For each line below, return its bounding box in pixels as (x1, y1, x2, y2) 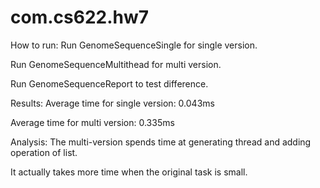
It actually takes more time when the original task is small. (10, 166, 248, 178)
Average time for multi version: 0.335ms (10, 116, 175, 128)
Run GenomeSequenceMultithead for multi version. (10, 58, 222, 70)
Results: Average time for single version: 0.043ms (10, 97, 215, 109)
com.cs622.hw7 (10, 6, 150, 29)
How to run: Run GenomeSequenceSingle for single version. (10, 39, 258, 51)
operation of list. (10, 146, 78, 158)
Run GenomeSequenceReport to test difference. (10, 77, 209, 90)
